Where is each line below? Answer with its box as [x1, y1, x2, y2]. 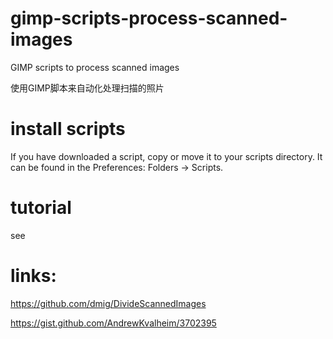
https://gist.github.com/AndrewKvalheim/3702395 [10, 317, 217, 329]
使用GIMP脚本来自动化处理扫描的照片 [10, 82, 165, 94]
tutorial [10, 197, 72, 219]
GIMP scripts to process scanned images [10, 61, 180, 73]
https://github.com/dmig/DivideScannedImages [10, 297, 207, 309]
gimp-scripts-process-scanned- [10, 7, 288, 30]
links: [10, 265, 57, 287]
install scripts [10, 118, 126, 141]
